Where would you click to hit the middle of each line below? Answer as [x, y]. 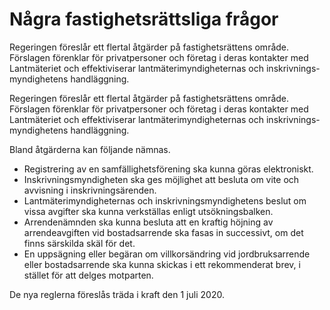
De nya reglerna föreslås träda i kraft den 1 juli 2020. [117, 294]
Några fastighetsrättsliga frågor [144, 19]
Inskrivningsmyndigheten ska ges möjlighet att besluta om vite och [161, 179]
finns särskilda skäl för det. [79, 243]
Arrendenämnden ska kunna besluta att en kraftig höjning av [148, 222]
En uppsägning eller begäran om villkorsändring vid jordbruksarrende [167, 254]
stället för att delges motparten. [88, 275]
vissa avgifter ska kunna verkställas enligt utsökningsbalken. [148, 211]
